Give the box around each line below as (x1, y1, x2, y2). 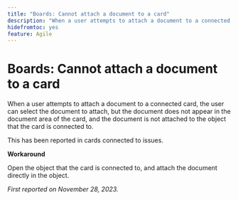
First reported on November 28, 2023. (7, 185, 119, 194)
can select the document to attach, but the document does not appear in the (7, 107, 231, 116)
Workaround (7, 150, 45, 159)
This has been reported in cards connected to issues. (7, 136, 163, 144)
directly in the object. (7, 172, 70, 180)
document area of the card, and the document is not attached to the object (7, 115, 227, 123)
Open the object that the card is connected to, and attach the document (7, 164, 218, 172)
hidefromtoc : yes (7, 23, 59, 31)
